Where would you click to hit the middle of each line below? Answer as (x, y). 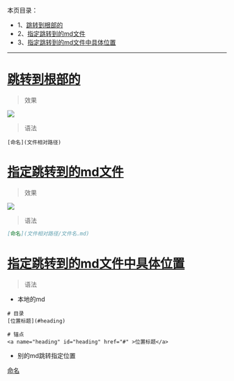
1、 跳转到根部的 (40, 25)
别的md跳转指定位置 (46, 355)
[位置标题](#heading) (37, 321)
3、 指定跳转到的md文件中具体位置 (67, 42)
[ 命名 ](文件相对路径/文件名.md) (48, 234)
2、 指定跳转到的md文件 (51, 34)
